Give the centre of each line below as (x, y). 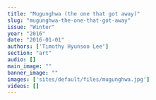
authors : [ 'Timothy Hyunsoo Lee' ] (58, 46)
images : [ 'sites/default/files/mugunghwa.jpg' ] (79, 79)
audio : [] (22, 60)
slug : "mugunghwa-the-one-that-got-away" (69, 20)
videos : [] (23, 86)
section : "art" (30, 54)
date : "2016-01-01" (36, 40)
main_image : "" (30, 66)
